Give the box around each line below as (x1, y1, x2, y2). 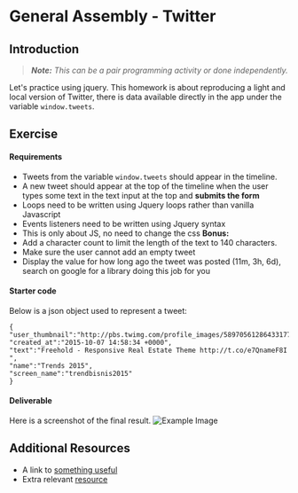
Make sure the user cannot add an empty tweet (21, 246, 196, 257)
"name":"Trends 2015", (9, 361, 93, 370)
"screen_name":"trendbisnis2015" (9, 369, 133, 378)
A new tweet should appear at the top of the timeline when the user (21, 180, 269, 192)
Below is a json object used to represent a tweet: (9, 305, 188, 316)
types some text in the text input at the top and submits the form (21, 190, 260, 200)
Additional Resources (9, 441, 130, 456)
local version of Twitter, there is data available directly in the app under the (9, 91, 282, 102)
